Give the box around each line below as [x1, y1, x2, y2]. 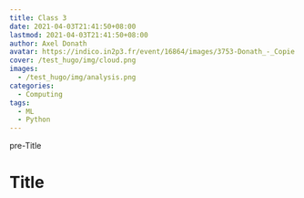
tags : [9, 98, 30, 108]
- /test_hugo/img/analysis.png [17, 73, 137, 82]
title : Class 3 [9, 13, 67, 23]
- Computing [17, 89, 64, 99]
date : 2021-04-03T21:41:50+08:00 [9, 22, 137, 31]
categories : [9, 81, 55, 90]
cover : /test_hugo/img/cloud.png [9, 56, 137, 65]
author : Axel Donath [9, 38, 88, 48]
